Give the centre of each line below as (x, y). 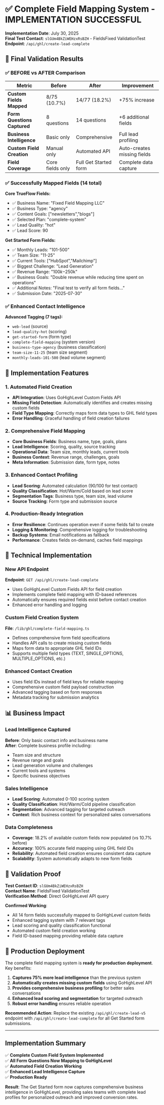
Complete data (136, 162)
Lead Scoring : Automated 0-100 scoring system (61, 799)
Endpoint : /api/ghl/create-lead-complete (47, 43)
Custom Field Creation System (42, 617)
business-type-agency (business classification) (59, 347)
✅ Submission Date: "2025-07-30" (47, 293)
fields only (58, 168)
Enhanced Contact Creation (39, 671)
